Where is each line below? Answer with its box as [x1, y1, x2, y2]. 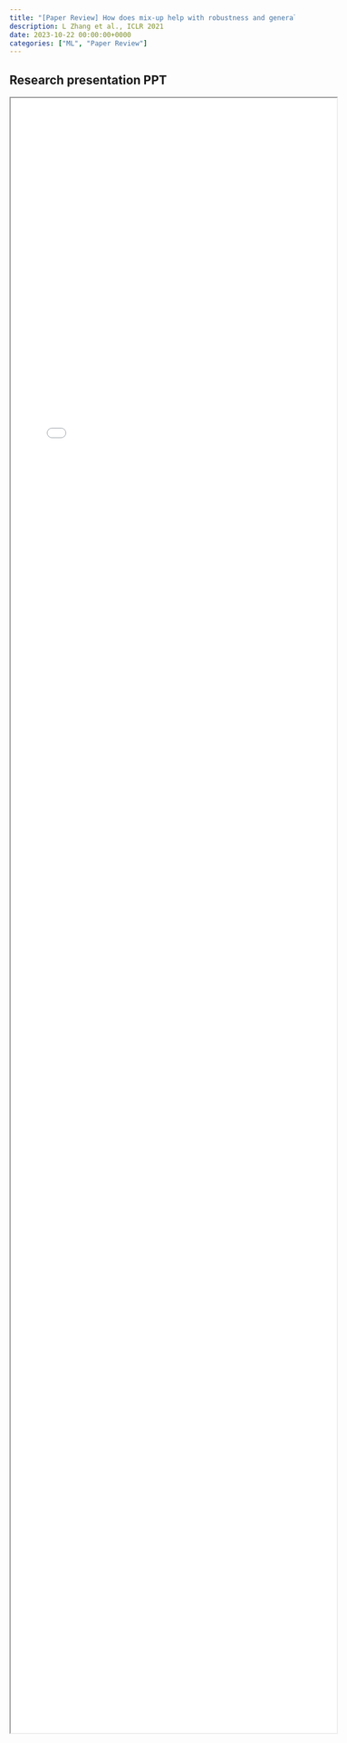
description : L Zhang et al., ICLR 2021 [9, 22, 165, 31]
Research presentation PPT [9, 72, 168, 87]
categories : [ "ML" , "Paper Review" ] [9, 38, 148, 48]
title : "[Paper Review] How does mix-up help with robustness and [9, 13, 265, 23]
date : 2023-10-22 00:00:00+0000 [9, 30, 131, 39]
